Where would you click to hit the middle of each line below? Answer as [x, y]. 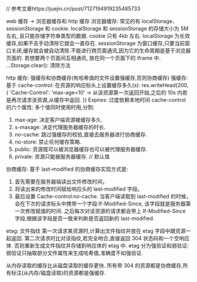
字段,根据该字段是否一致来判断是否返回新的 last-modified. [84, 218]
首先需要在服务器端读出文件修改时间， [61, 182]
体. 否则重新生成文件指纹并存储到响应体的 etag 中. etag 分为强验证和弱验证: [98, 245]
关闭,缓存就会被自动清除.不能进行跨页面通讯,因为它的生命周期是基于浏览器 [101, 51]
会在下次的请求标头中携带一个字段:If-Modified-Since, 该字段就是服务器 [100, 204]
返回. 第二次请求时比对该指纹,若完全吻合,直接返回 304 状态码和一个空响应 [100, 238]
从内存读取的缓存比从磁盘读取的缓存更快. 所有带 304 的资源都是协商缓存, [95, 266]
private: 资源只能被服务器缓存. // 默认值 [62, 157]
